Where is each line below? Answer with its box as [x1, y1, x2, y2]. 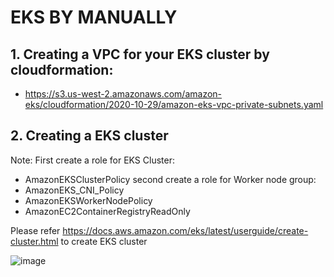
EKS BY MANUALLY [10, 6, 178, 29]
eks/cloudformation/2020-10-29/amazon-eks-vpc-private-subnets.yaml [24, 99, 324, 110]
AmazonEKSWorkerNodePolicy [24, 194, 153, 206]
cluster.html [10, 235, 59, 247]
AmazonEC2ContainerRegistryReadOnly [24, 205, 191, 217]
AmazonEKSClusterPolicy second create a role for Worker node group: [24, 173, 317, 185]
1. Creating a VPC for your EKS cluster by [10, 46, 270, 63]
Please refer [10, 224, 61, 236]
